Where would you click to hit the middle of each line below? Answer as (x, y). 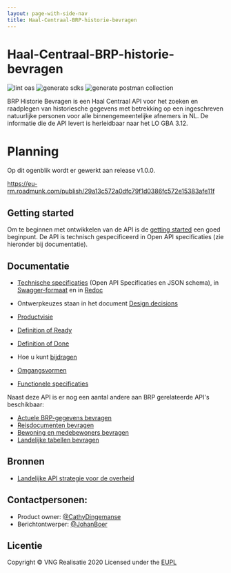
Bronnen (26, 461)
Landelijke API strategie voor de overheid (76, 478)
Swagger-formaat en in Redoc (60, 290)
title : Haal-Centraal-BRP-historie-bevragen (72, 20)
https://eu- (22, 184)
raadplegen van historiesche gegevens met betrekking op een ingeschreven (115, 109)
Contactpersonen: (48, 500)
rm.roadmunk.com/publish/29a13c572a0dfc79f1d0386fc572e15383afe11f (111, 191)
